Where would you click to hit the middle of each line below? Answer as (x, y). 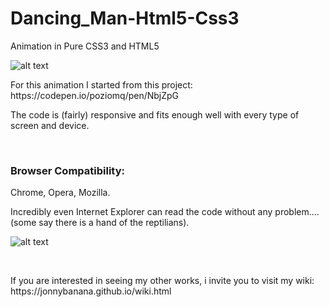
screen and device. (50, 125)
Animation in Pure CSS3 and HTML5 (85, 46)
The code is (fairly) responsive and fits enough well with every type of (155, 114)
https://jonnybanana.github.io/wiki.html (91, 291)
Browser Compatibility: (67, 170)
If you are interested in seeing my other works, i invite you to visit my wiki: (162, 281)
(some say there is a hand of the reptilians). (100, 223)
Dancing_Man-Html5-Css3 (125, 18)
